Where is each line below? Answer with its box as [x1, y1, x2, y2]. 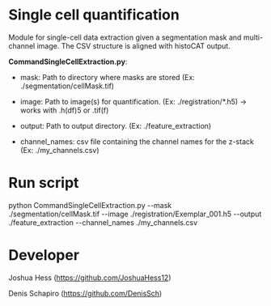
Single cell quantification [8, 6, 180, 24]
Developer [8, 246, 79, 265]
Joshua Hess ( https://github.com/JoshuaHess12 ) [8, 273, 171, 283]
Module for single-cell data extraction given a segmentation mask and [8, 32, 242, 42]
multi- [243, 32, 264, 42]
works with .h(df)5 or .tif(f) [19, 105, 109, 115]
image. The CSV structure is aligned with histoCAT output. [36, 40, 231, 50]
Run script [8, 174, 79, 192]
